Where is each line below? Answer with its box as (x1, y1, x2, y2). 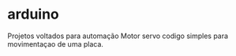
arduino (7, 5, 60, 23)
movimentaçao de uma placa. (7, 39, 104, 48)
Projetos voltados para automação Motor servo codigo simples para (7, 31, 229, 40)
